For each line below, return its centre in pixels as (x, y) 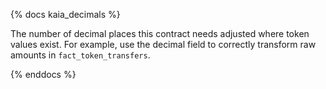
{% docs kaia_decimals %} (65, 14)
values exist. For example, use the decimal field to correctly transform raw (163, 44)
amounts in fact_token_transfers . (80, 55)
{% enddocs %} (43, 74)
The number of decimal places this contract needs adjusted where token (160, 33)
